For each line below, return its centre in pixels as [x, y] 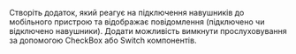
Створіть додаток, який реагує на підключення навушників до [127, 13]
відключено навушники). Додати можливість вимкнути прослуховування [148, 31]
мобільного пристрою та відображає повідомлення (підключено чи [137, 22]
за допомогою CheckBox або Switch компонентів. [103, 40]
